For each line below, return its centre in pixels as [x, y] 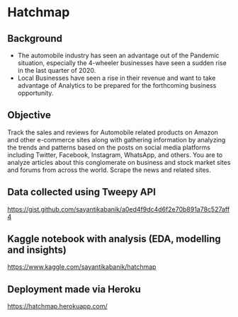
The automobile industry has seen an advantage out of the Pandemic [118, 55]
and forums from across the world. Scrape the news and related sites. [109, 170]
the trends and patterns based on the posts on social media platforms [109, 147]
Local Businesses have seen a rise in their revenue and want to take [117, 78]
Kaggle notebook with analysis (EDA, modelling [114, 239]
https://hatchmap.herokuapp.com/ [57, 306]
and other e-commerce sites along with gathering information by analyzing [117, 139]
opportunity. [35, 93]
